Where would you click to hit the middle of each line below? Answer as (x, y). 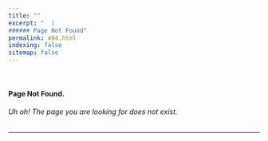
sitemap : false (33, 53)
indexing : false (35, 45)
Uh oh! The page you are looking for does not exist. (93, 112)
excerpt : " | (32, 23)
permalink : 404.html (43, 38)
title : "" (25, 16)
